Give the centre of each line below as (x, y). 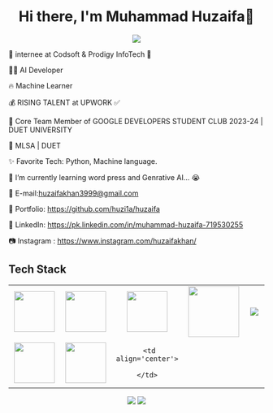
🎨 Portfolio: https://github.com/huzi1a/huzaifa (84, 209)
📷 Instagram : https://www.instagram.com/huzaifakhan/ (102, 241)
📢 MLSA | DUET (35, 145)
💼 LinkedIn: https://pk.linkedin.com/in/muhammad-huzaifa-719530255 (126, 224)
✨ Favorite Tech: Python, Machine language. (83, 161)
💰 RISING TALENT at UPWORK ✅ (64, 102)
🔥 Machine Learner (41, 85)
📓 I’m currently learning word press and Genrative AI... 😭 (104, 177)
